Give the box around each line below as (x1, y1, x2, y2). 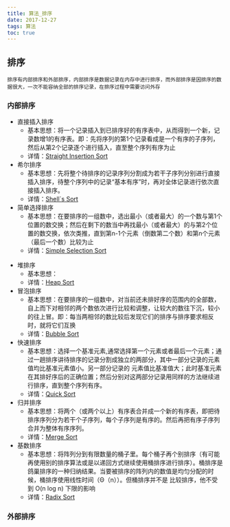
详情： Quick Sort (27, 390, 76, 399)
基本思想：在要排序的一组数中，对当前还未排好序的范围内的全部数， (27, 295, 220, 304)
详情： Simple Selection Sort (27, 247, 107, 255)
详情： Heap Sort (27, 278, 75, 287)
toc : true (7, 29, 36, 36)
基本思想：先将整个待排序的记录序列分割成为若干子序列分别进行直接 (27, 169, 220, 177)
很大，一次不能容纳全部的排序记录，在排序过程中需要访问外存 (12, 84, 161, 91)
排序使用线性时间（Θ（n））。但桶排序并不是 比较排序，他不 (45, 475, 212, 484)
